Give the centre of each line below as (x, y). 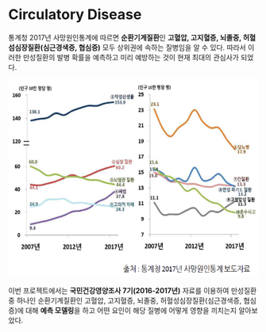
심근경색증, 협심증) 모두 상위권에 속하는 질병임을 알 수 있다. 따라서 (144, 47)
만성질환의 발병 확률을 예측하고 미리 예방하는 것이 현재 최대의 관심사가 (131, 57)
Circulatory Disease (75, 15)
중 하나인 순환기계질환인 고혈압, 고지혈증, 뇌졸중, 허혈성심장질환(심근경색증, (125, 300)
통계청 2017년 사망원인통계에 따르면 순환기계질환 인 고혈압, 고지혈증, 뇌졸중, (125, 37)
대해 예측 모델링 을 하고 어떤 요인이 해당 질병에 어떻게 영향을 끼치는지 (131, 310)
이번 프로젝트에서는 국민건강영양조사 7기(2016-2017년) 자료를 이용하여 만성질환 (133, 290)
